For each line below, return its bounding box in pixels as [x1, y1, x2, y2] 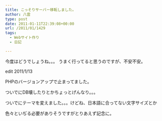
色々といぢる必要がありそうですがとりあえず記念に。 [5, 110, 114, 116]
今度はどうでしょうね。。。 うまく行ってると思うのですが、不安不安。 [5, 58, 146, 64]
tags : [5, 30, 16, 35]
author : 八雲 [5, 12, 31, 17]
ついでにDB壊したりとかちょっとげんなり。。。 [5, 89, 98, 95]
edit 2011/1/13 [5, 68, 33, 74]
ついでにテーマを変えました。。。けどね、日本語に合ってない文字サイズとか [5, 100, 158, 106]
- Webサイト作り [9, 35, 40, 40]
